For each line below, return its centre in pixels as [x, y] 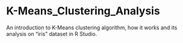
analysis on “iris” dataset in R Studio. [52, 33]
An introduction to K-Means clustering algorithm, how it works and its [92, 27]
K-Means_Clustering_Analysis [83, 11]
